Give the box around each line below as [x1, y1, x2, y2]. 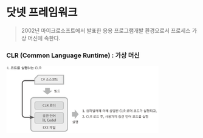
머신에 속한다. [27, 34, 61, 41]
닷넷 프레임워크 [6, 5, 78, 19]
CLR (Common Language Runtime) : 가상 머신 [6, 51, 140, 60]
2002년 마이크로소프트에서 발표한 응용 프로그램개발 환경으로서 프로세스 [21, 27, 191, 34]
